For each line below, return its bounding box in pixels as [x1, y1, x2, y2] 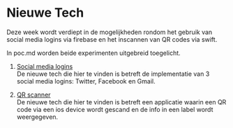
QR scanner [16, 90, 51, 99]
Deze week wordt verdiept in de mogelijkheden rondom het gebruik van [6, 28, 213, 36]
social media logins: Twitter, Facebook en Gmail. [16, 77, 156, 85]
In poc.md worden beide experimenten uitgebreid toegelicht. [6, 49, 181, 57]
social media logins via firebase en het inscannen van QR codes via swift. [6, 35, 218, 43]
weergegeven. [16, 113, 59, 121]
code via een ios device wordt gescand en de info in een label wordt [16, 105, 213, 113]
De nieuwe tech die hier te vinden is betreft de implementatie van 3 [16, 70, 210, 78]
